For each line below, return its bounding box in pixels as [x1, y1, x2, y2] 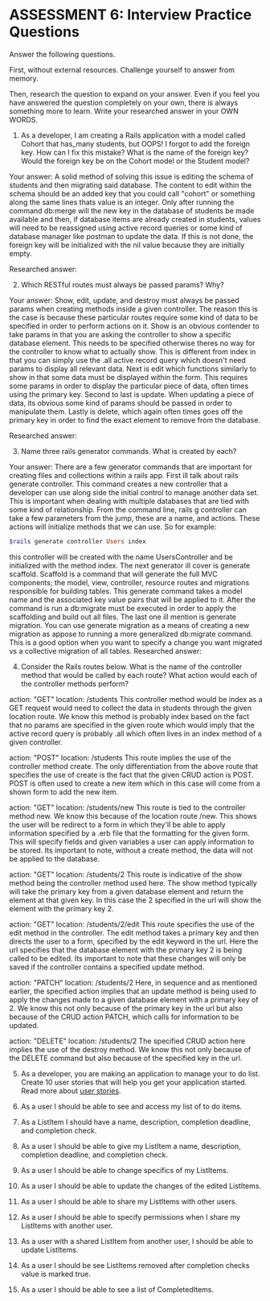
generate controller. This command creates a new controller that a [9, 479, 228, 489]
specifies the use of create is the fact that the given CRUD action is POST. [9, 770, 254, 779]
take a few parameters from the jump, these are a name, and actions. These [9, 513, 260, 522]
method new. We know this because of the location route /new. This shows [9, 811, 257, 820]
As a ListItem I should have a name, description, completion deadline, [20, 1117, 252, 1126]
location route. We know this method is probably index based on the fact [9, 711, 250, 721]
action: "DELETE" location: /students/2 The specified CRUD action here [9, 1036, 246, 1046]
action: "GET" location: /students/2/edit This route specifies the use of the [9, 919, 256, 929]
